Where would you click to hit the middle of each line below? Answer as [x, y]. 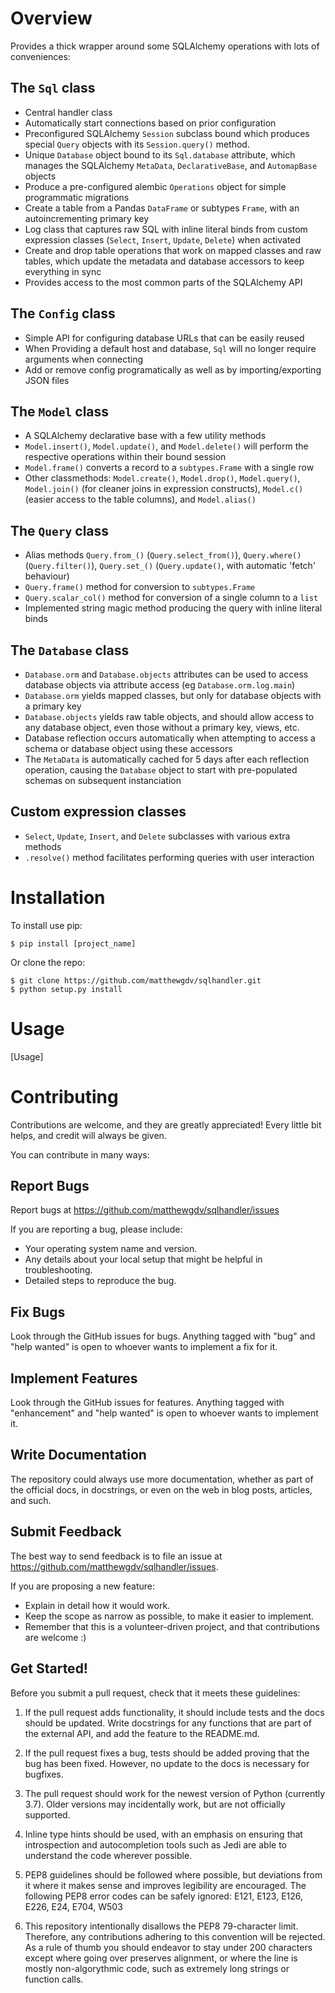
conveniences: [40, 56]
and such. [31, 1500]
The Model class [60, 411]
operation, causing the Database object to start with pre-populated [161, 770]
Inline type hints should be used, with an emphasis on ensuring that [163, 1834]
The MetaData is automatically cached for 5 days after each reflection [167, 759]
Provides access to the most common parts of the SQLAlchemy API [163, 282]
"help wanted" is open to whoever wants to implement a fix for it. [144, 1347]
